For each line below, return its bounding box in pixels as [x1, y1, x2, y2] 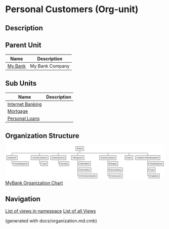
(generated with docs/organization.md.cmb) [5, 218, 97, 224]
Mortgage [7, 108, 28, 114]
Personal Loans [7, 115, 40, 121]
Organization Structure [5, 131, 79, 140]
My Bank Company [30, 63, 70, 69]
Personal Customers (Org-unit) [5, 4, 139, 15]
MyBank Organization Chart [5, 180, 63, 186]
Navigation [5, 195, 40, 203]
